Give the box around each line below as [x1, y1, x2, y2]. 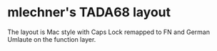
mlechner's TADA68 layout [7, 4, 171, 21]
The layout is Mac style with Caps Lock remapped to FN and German [7, 28, 211, 36]
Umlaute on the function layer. [7, 35, 96, 43]
